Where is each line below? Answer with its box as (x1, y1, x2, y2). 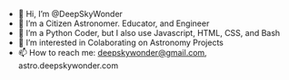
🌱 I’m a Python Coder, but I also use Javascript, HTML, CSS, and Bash (17, 28, 281, 38)
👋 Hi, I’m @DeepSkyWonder (17, 9, 123, 19)
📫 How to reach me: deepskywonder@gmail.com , (17, 48, 207, 58)
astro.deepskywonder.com (17, 60, 119, 71)
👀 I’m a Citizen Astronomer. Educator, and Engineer (17, 18, 210, 29)
